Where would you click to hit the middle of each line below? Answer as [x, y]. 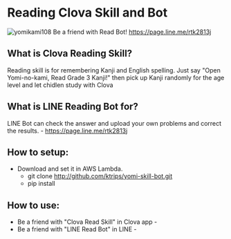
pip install [41, 184]
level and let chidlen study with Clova [60, 85]
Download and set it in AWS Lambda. [70, 169]
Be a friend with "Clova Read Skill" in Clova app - [87, 222]
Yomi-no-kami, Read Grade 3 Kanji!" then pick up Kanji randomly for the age [116, 77]
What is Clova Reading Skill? [70, 54]
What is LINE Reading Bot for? [73, 107]
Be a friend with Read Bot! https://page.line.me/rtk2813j [132, 32]
